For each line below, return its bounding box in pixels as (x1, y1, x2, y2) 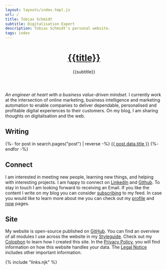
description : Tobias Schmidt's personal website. (5, 26, 111, 31)
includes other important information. (5, 249, 82, 255)
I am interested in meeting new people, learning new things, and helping (5, 174, 154, 180)
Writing (5, 127, 29, 136)
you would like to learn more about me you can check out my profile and (5, 195, 154, 201)
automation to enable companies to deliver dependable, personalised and (5, 102, 157, 108)
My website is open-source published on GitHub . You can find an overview (5, 228, 159, 234)
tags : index (5, 31, 30, 36)
